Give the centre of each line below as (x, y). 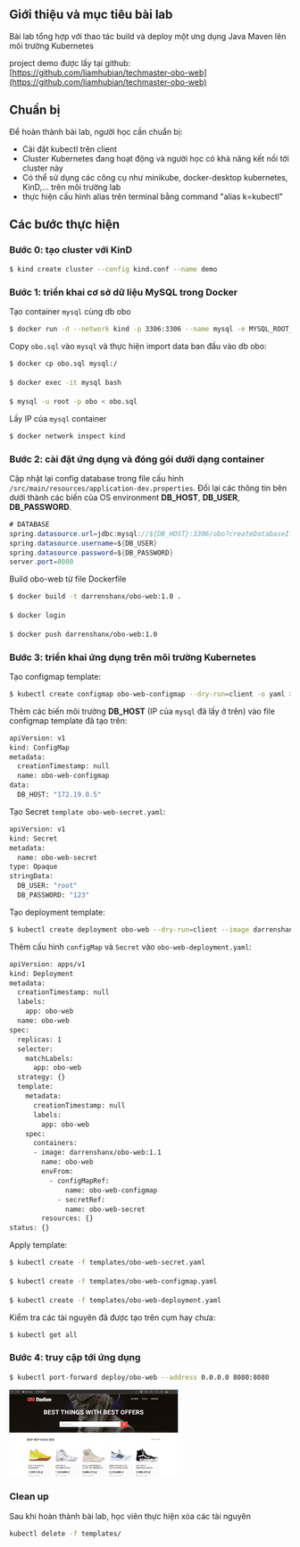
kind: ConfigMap (39, 748)
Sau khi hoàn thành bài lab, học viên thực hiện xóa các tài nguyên (130, 1516)
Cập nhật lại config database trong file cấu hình (97, 478)
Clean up (29, 1497)
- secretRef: (81, 1200)
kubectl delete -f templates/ (66, 1534)
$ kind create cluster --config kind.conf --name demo (113, 270)
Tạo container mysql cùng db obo (70, 312)
